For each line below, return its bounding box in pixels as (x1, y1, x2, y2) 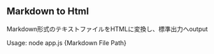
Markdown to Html (6, 6, 89, 17)
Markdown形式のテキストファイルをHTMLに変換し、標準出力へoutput (6, 24, 208, 33)
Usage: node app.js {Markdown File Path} (6, 38, 127, 47)
